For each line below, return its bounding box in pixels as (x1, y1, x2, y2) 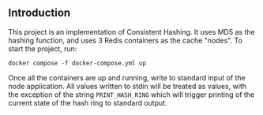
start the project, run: (8, 43, 77, 54)
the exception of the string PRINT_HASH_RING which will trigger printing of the (8, 90, 255, 99)
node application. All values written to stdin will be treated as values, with (8, 81, 247, 91)
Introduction (8, 6, 71, 20)
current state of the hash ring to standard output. (8, 98, 167, 107)
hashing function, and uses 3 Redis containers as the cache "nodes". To (8, 35, 243, 45)
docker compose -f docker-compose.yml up (8, 59, 147, 67)
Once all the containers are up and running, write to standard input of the (8, 72, 246, 82)
